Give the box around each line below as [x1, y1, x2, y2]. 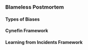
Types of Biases [5, 16, 40, 22]
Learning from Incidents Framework [5, 39, 83, 45]
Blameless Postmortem [5, 4, 64, 11]
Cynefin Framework [5, 28, 48, 34]
